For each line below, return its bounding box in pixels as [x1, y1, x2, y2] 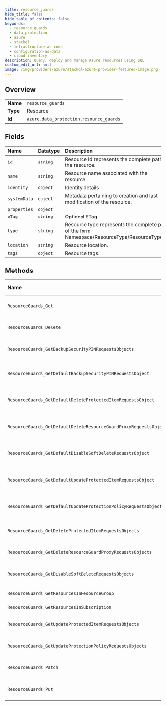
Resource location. [65, 241, 108, 248]
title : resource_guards [5, 7, 54, 12]
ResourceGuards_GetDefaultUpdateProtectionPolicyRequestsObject [7, 504, 162, 509]
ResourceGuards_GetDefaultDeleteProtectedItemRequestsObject [7, 397, 155, 403]
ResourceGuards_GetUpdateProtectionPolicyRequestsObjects [7, 643, 147, 649]
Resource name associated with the [65, 169, 148, 176]
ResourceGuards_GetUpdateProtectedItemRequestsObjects [7, 621, 139, 627]
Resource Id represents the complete [65, 156, 151, 163]
